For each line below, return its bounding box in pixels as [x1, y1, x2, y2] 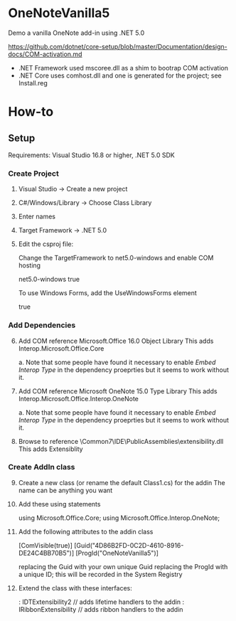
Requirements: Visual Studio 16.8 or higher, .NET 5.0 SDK [8, 151, 175, 159]
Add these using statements [18, 499, 101, 508]
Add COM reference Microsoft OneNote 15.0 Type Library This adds [18, 386, 218, 396]
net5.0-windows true [18, 275, 80, 284]
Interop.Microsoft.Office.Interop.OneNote [18, 394, 139, 403]
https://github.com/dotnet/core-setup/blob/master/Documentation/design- [8, 42, 228, 51]
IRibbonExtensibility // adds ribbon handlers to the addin [18, 605, 183, 613]
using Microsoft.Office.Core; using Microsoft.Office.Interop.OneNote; [18, 514, 220, 522]
